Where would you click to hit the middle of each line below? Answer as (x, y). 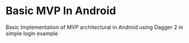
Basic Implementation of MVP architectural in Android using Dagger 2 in (94, 27)
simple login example (32, 33)
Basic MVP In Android (61, 11)
